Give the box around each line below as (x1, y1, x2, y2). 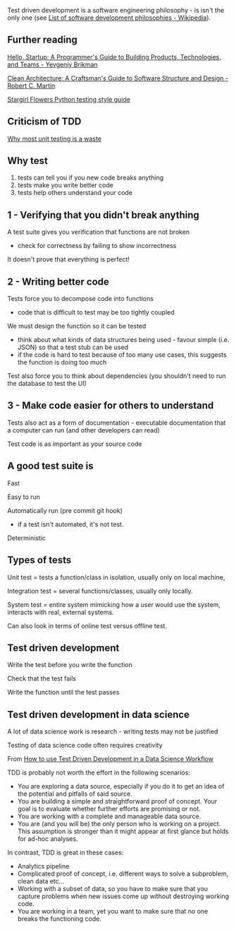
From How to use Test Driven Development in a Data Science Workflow (7, 755, 213, 763)
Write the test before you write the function (7, 661, 132, 669)
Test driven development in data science (7, 708, 190, 720)
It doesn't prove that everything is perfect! (7, 255, 130, 264)
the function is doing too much (17, 358, 107, 367)
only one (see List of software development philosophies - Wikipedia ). (7, 13, 211, 22)
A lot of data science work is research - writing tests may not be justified (7, 727, 218, 736)
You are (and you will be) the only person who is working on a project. (17, 820, 221, 828)
